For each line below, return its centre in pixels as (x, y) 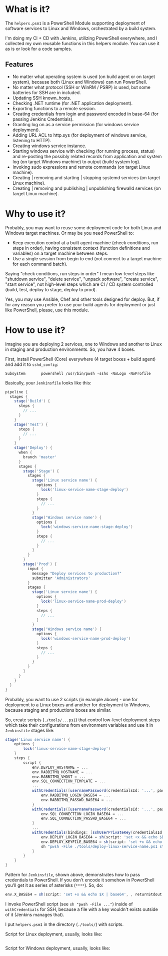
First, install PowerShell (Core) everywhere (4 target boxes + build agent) (80, 359)
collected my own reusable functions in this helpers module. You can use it (82, 43)
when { (25, 452)
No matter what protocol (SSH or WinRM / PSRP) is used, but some (81, 87)
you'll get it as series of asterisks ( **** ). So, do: (54, 885)
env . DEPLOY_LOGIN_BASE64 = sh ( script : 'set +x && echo (99, 837)
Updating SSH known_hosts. (42, 98)
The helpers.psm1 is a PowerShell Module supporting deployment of (75, 23)
